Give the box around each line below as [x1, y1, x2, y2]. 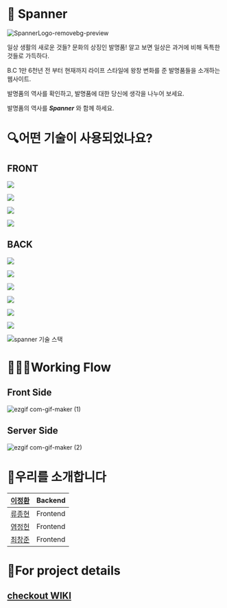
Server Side [7, 425, 58, 436]
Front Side [7, 387, 52, 399]
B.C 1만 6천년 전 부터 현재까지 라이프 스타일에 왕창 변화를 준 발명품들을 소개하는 [7, 66, 221, 74]
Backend [36, 495, 66, 505]
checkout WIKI [7, 590, 72, 602]
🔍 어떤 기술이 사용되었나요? [7, 130, 153, 146]
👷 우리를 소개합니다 [7, 469, 107, 484]
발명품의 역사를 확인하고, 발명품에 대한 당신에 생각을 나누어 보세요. [7, 89, 185, 97]
